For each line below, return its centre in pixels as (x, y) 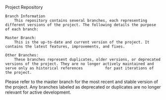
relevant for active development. (38, 92)
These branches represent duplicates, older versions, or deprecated (87, 59)
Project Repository (24, 7)
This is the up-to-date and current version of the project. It (82, 42)
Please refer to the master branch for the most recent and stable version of (82, 82)
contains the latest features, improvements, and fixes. (65, 47)
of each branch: (22, 29)
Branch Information (25, 16)
